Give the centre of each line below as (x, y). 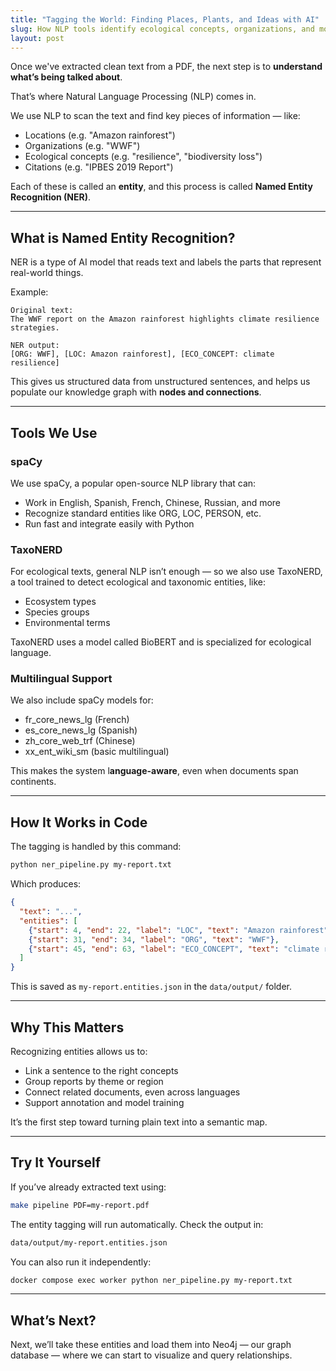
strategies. (35, 328)
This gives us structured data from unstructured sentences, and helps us (160, 382)
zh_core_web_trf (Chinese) (80, 741)
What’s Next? (53, 1320)
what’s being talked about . (66, 77)
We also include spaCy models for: (82, 700)
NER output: (35, 346)
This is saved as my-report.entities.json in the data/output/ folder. (151, 987)
